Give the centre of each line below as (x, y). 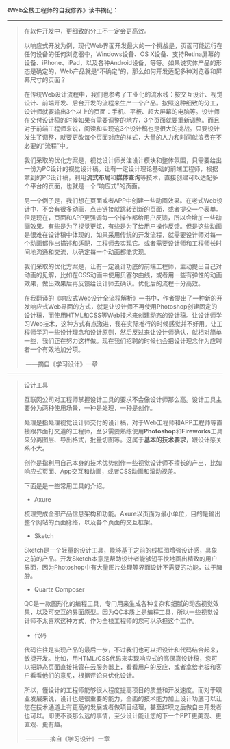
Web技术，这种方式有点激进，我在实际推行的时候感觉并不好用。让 (123, 323)
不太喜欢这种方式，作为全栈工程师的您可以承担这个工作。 (117, 621)
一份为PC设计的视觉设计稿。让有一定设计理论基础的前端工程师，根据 (121, 169)
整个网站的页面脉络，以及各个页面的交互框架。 (90, 522)
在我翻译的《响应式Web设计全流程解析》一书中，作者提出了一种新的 (120, 298)
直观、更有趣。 (45, 724)
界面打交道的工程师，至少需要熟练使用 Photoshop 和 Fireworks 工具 (129, 431)
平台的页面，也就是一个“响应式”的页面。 (87, 186)
